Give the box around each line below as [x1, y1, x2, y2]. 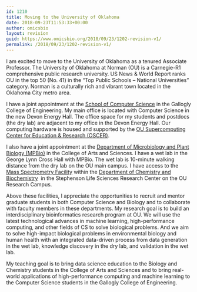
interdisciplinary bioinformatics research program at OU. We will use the [6, 211, 181, 218]
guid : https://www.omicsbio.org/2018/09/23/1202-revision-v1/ [6, 36, 162, 42]
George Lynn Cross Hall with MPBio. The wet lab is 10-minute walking [6, 156, 175, 163]
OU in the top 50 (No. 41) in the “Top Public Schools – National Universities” [6, 76, 189, 83]
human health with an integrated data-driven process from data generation [6, 236, 188, 243]
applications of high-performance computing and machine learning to [21, 273, 191, 280]
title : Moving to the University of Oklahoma [6, 14, 119, 20]
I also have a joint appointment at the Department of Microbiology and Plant [6, 143, 189, 150]
